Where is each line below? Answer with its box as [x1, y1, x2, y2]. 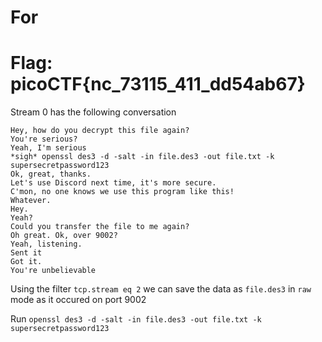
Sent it [10, 248, 43, 258]
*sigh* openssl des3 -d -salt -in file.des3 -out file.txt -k [10, 152, 275, 162]
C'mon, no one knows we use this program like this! [10, 187, 235, 197]
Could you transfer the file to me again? [10, 222, 190, 232]
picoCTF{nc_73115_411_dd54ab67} [10, 73, 306, 96]
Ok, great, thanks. [10, 169, 92, 180]
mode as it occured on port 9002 [10, 294, 147, 306]
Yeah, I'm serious [10, 143, 87, 153]
